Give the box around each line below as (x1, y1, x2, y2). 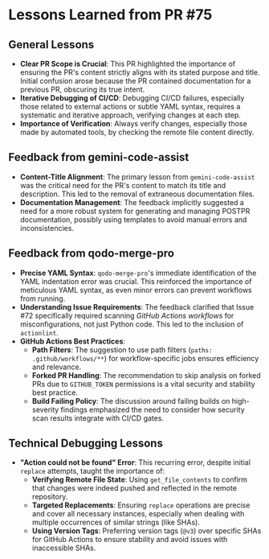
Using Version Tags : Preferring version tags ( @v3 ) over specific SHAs (31, 526, 262, 536)
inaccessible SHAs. (31, 543, 96, 553)
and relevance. (31, 362, 82, 372)
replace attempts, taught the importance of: (19, 467, 165, 476)
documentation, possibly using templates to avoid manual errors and (19, 215, 247, 224)
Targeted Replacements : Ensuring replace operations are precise (31, 500, 251, 510)
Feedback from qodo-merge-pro (8, 247, 175, 261)
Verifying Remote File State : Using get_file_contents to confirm (31, 475, 247, 484)
